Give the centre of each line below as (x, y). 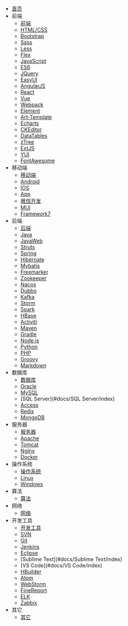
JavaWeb (32, 241)
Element (30, 111)
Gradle (28, 334)
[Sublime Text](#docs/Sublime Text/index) (71, 559)
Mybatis (30, 266)
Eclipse (29, 553)
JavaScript (33, 61)
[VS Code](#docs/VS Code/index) (61, 565)
